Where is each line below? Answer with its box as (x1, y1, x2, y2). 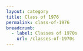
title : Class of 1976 (6, 14, 59, 20)
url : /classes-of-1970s (16, 36, 75, 42)
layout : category (6, 8, 49, 15)
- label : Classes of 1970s (11, 30, 78, 36)
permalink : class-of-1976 (6, 19, 69, 25)
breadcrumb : (6, 25, 35, 31)
